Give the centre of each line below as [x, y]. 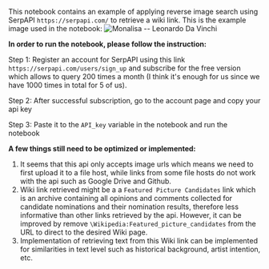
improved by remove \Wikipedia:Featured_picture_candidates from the [138, 224]
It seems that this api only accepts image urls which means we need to [137, 164]
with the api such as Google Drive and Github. [96, 181]
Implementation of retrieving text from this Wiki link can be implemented [139, 241]
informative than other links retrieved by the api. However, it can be [130, 215]
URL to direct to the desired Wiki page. [84, 232]
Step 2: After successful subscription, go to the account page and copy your [134, 100]
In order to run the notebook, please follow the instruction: [107, 44]
